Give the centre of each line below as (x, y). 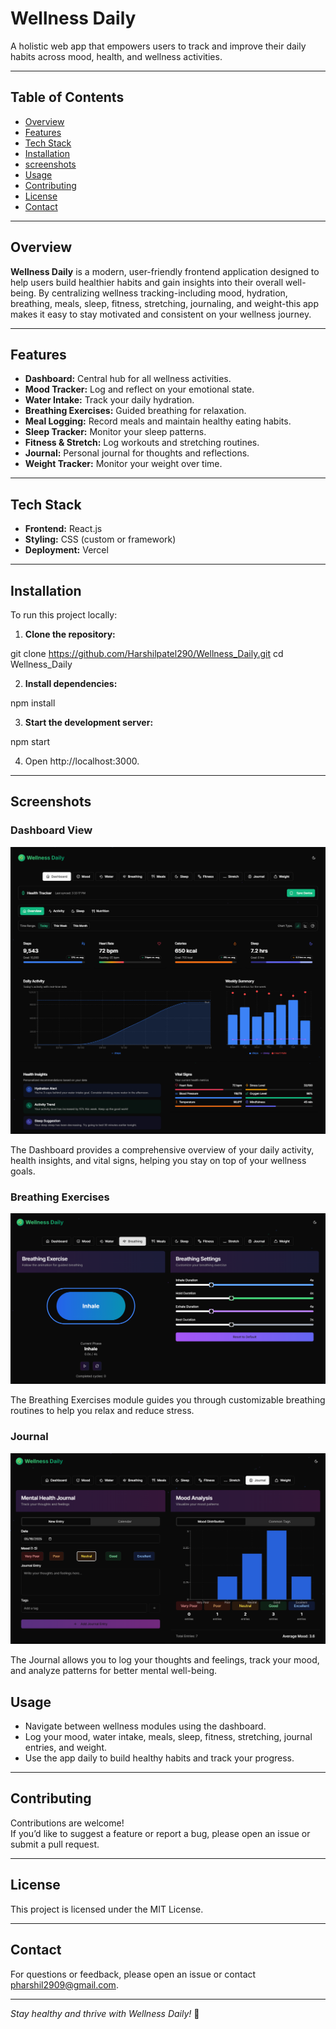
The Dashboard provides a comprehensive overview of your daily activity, (162, 1149)
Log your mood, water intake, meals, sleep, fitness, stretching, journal (168, 1737)
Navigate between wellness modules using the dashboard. (145, 1726)
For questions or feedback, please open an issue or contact (133, 1974)
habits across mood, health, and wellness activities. (116, 56)
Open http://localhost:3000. (82, 761)
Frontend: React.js (63, 529)
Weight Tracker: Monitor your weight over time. (123, 464)
